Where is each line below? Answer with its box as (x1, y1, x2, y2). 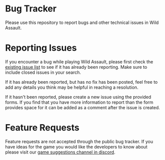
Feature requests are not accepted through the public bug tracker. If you (5, 138, 153, 145)
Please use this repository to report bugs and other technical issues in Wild (5, 19, 159, 25)
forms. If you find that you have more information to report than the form (5, 99, 154, 105)
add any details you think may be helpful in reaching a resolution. (5, 84, 139, 90)
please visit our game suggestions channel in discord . (5, 149, 116, 155)
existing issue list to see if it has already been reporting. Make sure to (5, 64, 148, 70)
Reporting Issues (5, 42, 77, 54)
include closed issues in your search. (5, 69, 81, 75)
